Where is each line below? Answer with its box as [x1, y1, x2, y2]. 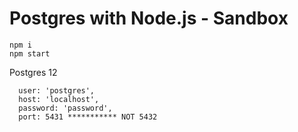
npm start [9, 48, 51, 59]
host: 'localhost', [18, 94, 100, 104]
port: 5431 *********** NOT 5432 [18, 112, 158, 122]
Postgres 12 [9, 66, 58, 78]
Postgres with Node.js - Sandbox [9, 7, 289, 30]
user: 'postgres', [18, 85, 96, 96]
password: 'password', [18, 103, 113, 113]
